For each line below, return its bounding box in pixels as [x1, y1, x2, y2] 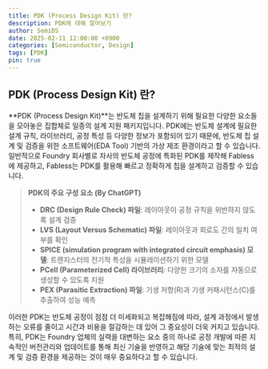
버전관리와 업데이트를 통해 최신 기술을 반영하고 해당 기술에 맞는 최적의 [29, 342, 248, 351]
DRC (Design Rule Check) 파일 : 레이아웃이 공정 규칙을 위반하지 [39, 205, 242, 215]
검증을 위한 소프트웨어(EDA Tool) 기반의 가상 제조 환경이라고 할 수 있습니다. [25, 141, 261, 150]
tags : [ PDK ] [8, 49, 48, 57]
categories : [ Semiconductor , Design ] [8, 42, 134, 50]
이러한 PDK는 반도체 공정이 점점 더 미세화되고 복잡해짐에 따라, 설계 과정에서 [8, 311, 245, 321]
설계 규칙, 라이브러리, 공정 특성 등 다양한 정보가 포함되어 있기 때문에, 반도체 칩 [8, 130, 251, 140]
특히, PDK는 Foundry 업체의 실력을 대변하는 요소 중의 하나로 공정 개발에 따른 [8, 331, 248, 341]
